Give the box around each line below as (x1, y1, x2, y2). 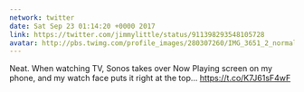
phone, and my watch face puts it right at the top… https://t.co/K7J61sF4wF (9, 73, 291, 84)
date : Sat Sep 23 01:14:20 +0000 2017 (9, 22, 156, 31)
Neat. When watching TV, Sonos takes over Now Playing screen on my (9, 63, 273, 74)
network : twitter (9, 13, 75, 23)
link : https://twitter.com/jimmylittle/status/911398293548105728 (9, 30, 265, 39)
